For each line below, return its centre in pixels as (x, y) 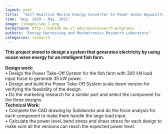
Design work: (19, 67)
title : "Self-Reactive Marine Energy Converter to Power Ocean (73, 14)
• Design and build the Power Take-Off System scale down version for (77, 83)
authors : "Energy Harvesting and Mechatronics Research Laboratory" (78, 33)
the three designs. (24, 99)
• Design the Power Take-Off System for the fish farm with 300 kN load (79, 73)
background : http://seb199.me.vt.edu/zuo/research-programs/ (70, 28)
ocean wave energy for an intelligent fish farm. (55, 57)
